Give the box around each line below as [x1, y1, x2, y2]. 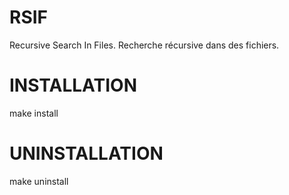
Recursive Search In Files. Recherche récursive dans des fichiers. [9, 39, 280, 51]
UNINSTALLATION [9, 142, 164, 165]
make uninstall [9, 175, 69, 187]
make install [9, 107, 59, 119]
